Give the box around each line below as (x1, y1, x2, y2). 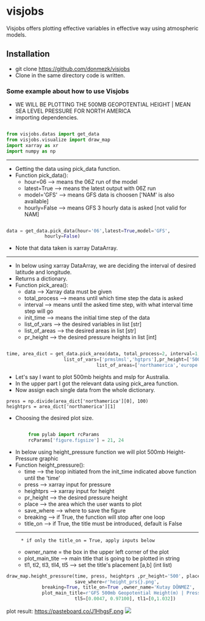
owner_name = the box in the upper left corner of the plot (24, 548, 169, 555)
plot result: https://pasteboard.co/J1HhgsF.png (6, 608, 124, 615)
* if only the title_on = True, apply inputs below (21, 537, 155, 543)
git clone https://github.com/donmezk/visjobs (15, 65, 130, 72)
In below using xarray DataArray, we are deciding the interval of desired (15, 262, 196, 269)
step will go (24, 307, 54, 315)
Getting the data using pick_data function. (15, 165, 121, 172)
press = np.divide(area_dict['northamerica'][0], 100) (6, 398, 149, 404)
